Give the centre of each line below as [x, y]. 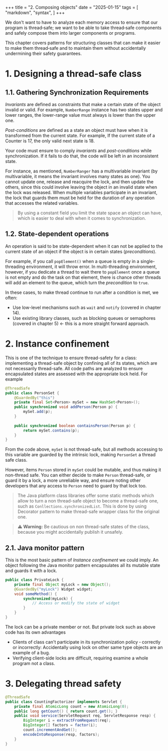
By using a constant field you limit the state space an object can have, [90, 213]
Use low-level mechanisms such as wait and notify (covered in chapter [87, 307]
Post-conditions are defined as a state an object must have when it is [76, 130]
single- [148, 261]
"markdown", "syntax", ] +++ [35, 13]
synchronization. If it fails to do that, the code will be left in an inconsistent [82, 156]
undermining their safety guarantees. [43, 53]
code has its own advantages [36, 632]
